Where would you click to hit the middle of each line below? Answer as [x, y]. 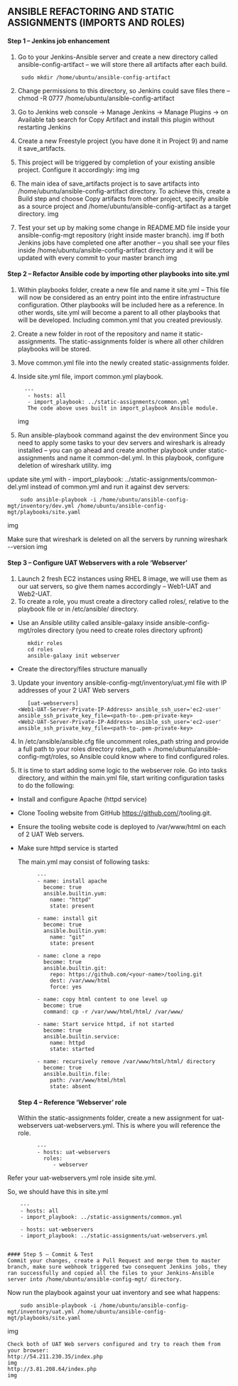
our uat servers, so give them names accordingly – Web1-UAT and [114, 586]
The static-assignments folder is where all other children [141, 341]
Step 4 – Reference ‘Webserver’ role [72, 1102]
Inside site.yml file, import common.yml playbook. [90, 376]
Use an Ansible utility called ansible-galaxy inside [90, 623]
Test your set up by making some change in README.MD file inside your [124, 228]
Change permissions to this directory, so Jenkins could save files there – [124, 90]
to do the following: [46, 785]
